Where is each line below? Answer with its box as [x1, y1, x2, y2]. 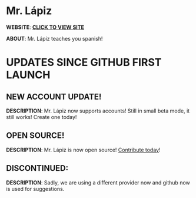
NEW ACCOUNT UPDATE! [6, 91, 102, 101]
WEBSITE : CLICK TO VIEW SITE [6, 24, 84, 31]
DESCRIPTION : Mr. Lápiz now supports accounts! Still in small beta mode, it [6, 107, 190, 114]
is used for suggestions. [6, 185, 65, 192]
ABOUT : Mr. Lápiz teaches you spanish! [6, 35, 103, 42]
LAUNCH [6, 68, 51, 82]
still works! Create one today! [6, 113, 77, 120]
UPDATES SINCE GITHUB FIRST [6, 56, 162, 69]
